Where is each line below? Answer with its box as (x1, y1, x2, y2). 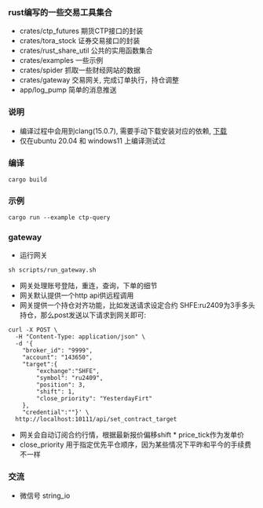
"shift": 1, (36, 388, 76, 396)
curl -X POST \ (8, 326, 58, 334)
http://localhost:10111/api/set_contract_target (15, 415, 177, 423)
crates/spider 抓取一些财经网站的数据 (19, 65, 141, 75)
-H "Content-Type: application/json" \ (15, 333, 146, 341)
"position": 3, (36, 381, 86, 389)
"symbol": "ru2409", (36, 375, 104, 382)
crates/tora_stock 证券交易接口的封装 (19, 36, 141, 46)
